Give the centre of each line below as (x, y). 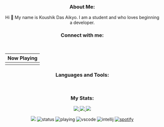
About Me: (82, 7)
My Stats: (82, 98)
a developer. (82, 22)
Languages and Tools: (82, 75)
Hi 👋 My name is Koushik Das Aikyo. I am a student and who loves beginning (82, 18)
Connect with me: (82, 35)
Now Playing (23, 58)
